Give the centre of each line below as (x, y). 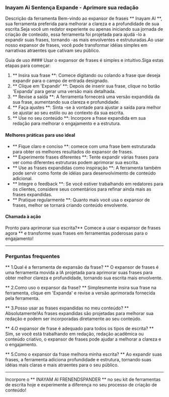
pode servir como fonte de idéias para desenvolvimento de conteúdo (84, 173)
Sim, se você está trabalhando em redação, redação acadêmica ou (75, 334)
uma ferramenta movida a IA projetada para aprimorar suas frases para (79, 272)
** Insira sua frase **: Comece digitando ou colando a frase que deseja (87, 75)
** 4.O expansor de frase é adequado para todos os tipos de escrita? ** (80, 328)
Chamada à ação (23, 217)
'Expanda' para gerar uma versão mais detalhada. (64, 92)
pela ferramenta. (22, 298)
